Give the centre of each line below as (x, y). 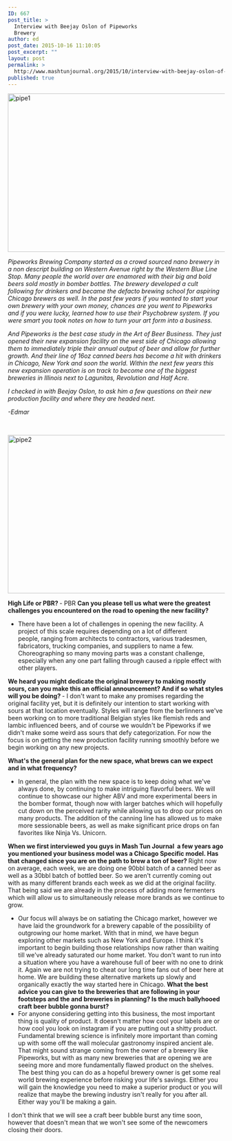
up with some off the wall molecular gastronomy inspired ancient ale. (116, 1043)
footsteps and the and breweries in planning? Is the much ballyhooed (119, 999)
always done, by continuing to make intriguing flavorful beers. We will (116, 789)
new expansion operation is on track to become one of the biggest (102, 371)
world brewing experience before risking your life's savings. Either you (118, 1080)
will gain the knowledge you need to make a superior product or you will (120, 1087)
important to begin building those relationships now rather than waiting (118, 948)
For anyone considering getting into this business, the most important (116, 1014)
